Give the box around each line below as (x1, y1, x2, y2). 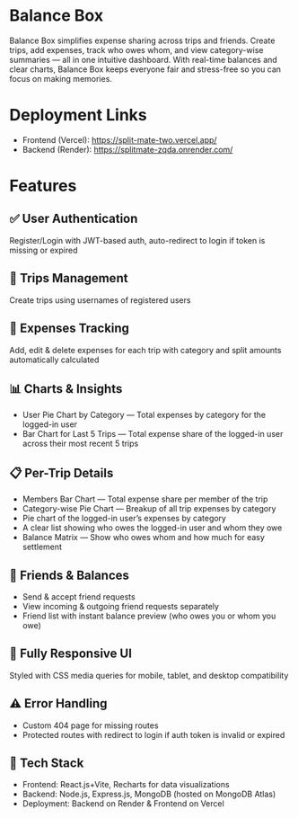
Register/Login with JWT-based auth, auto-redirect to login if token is (9, 235, 266, 245)
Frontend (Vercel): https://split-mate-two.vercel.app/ (22, 134, 217, 145)
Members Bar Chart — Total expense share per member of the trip (22, 493, 268, 504)
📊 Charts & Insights (9, 381, 123, 396)
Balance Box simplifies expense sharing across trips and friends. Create (9, 35, 276, 46)
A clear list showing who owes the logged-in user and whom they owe (22, 522, 283, 533)
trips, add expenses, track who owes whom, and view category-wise (9, 44, 264, 55)
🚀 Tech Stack (9, 755, 84, 770)
